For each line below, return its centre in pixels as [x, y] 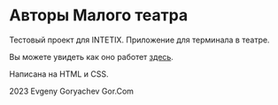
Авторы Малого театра [99, 15]
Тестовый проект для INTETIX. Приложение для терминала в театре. [139, 40]
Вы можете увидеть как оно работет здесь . [92, 56]
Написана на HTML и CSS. [59, 74]
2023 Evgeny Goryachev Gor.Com [72, 91]
